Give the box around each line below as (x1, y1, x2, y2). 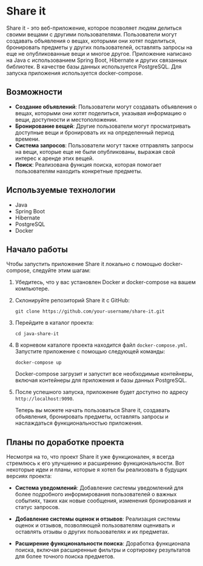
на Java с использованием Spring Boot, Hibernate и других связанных (6, 56, 187, 64)
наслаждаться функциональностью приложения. (15, 419, 143, 427)
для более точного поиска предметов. (15, 553, 115, 560)
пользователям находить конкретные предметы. (15, 167, 142, 175)
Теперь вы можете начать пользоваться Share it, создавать (15, 407, 170, 414)
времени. (15, 135, 40, 142)
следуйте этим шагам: (32, 267, 91, 274)
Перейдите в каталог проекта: (15, 319, 94, 327)
